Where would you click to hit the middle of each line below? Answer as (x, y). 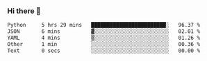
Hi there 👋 (24, 11)
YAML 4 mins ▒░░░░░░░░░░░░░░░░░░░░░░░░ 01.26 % (104, 38)
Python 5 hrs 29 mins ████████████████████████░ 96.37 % (104, 25)
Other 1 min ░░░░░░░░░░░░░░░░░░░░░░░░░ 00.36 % (104, 44)
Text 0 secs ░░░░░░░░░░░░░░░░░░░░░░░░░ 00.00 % (104, 51)
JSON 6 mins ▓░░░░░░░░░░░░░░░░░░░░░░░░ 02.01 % (104, 32)
